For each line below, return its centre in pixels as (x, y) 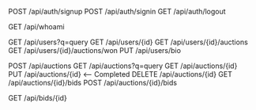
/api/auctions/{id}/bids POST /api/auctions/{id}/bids (93, 83)
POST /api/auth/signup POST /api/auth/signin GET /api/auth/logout (117, 11)
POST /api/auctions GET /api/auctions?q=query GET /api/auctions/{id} (123, 66)
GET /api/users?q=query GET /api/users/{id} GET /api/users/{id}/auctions (128, 42)
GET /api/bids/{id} (38, 98)
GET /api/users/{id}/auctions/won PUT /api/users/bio (95, 50)
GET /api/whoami (36, 27)
